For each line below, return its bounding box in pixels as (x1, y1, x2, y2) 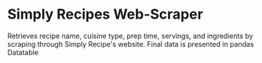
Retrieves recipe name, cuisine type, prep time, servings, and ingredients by (7, 31, 253, 40)
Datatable (7, 47, 39, 57)
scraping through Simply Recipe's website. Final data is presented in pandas (7, 39, 254, 48)
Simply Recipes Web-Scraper (7, 5, 203, 23)
